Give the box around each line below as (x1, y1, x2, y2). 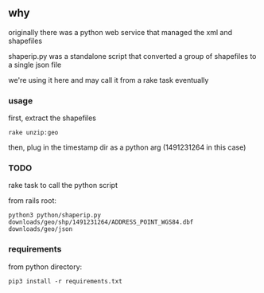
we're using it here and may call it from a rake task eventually (8, 75, 209, 84)
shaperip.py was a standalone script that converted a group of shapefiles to (8, 51, 257, 61)
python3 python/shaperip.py (8, 211, 102, 220)
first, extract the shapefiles (8, 113, 97, 123)
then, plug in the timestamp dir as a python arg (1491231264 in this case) (8, 143, 247, 152)
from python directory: (8, 262, 83, 272)
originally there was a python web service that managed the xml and (8, 27, 233, 37)
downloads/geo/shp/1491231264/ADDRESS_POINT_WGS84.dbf (8, 218, 194, 226)
